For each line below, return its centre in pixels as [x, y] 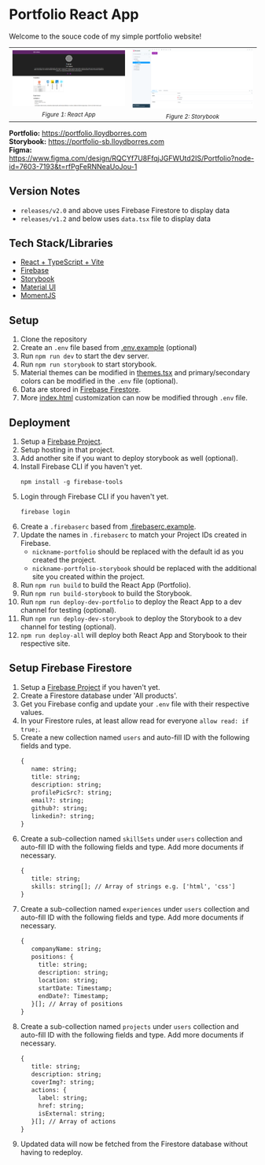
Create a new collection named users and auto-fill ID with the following [135, 737]
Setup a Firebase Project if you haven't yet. [90, 687]
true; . [30, 728]
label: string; [63, 1098]
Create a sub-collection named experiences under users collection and [135, 909]
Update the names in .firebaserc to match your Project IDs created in [133, 535]
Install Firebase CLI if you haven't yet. [81, 466]
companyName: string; [66, 949]
